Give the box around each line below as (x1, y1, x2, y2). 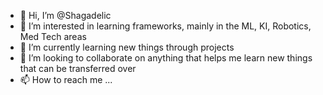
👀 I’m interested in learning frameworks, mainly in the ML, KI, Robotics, (19, 20, 312, 32)
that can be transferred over (19, 63, 137, 74)
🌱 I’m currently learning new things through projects (19, 41, 235, 53)
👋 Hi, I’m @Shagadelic (19, 10, 112, 21)
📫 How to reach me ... (19, 74, 113, 85)
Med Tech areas (19, 31, 87, 42)
